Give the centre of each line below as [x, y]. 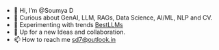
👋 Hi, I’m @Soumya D [43, 10]
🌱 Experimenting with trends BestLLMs [68, 25]
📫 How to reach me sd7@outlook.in [65, 40]
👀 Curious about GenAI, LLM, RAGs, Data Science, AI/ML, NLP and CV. [113, 18]
